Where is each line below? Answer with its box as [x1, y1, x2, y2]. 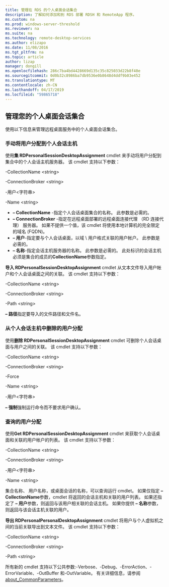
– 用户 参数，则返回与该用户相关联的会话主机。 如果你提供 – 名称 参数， [15, 501, 161, 507]
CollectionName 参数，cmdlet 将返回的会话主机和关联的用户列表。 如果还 [5, 494, 158, 500]
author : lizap [5, 59, 35, 64]
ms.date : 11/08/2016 [5, 45, 49, 50]
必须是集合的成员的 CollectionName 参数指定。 [12, 254, 109, 260]
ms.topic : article [5, 54, 44, 60]
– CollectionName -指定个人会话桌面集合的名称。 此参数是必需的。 [12, 210, 152, 216]
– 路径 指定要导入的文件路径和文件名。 [5, 311, 84, 317]
